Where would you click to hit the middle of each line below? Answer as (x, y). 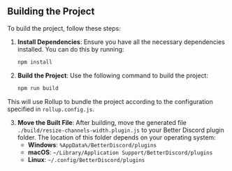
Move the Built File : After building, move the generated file (102, 122)
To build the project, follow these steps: (64, 28)
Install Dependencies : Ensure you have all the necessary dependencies (121, 42)
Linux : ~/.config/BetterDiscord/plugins (86, 159)
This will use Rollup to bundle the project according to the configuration (110, 101)
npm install (35, 62)
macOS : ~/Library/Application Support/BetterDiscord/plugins (120, 152)
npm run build (38, 88)
